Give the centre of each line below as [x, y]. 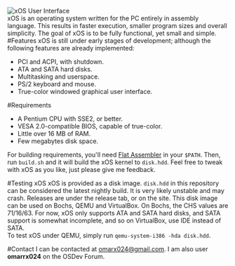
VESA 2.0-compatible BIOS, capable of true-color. [90, 126]
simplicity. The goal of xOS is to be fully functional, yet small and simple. [112, 33]
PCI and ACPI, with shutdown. [60, 62]
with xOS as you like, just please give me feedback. [81, 169]
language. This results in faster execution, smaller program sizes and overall [117, 26]
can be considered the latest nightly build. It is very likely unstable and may [116, 191]
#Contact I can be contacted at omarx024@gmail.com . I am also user [108, 249]
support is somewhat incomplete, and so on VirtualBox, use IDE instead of [114, 220]
